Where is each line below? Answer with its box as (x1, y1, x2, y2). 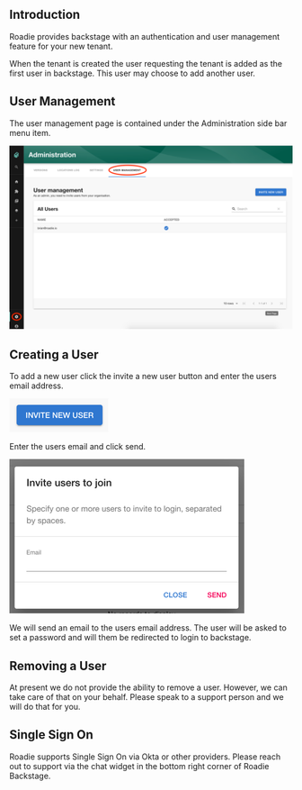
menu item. (9, 127, 51, 138)
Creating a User (9, 347, 99, 362)
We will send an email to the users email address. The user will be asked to (9, 622, 288, 633)
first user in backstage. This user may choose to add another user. (9, 68, 256, 78)
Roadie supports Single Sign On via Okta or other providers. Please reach (9, 751, 281, 762)
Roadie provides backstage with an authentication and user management (9, 31, 280, 41)
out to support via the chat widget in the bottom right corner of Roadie (9, 760, 270, 771)
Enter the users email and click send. (9, 441, 147, 452)
